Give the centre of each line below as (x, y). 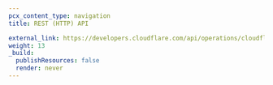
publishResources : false (58, 61)
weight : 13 (27, 45)
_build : (22, 53)
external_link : (34, 38)
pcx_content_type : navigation (60, 16)
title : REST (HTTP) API (49, 23)
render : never (39, 68)
